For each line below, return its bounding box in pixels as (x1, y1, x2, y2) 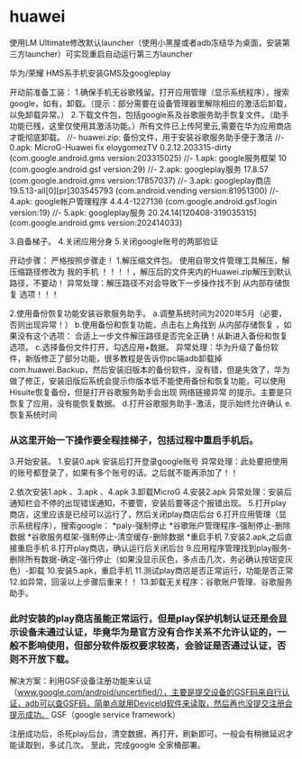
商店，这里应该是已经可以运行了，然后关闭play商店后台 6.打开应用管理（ (9, 509, 279, 520)
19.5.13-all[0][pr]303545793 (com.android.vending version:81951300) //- (9, 185, 279, 195)
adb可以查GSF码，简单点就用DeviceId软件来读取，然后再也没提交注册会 (24, 698, 293, 709)
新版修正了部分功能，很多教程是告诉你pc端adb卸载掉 (24, 353, 223, 364)
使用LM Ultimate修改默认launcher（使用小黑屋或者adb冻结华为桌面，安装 (9, 37, 282, 48)
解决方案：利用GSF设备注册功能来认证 (9, 675, 151, 686)
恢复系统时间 (9, 409, 57, 420)
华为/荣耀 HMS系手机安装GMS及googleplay (9, 68, 171, 78)
